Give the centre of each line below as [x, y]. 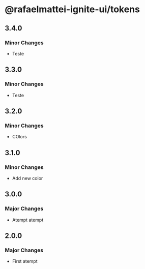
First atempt [25, 261]
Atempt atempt [28, 220]
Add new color [27, 178]
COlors [20, 137]
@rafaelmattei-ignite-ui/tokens [72, 9]
